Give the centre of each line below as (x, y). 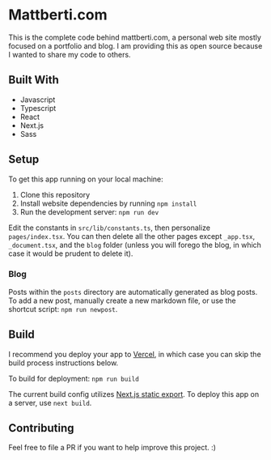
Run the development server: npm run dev (89, 211)
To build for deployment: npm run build (74, 378)
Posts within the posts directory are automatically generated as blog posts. (133, 292)
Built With (34, 80)
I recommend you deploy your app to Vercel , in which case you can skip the (135, 354)
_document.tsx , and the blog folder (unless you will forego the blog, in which (135, 245)
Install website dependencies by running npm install (108, 203)
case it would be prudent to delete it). (71, 253)
